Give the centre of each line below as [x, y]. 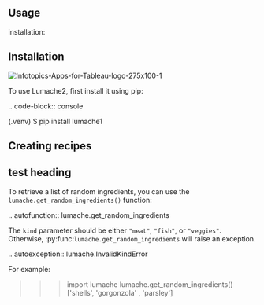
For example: [30, 269]
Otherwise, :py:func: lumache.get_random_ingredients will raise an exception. [132, 238]
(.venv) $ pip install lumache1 [56, 121]
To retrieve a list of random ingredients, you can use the [99, 191]
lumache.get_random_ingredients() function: [80, 200]
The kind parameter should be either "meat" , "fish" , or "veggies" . [115, 230]
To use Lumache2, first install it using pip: [76, 90]
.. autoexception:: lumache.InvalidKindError [78, 254]
